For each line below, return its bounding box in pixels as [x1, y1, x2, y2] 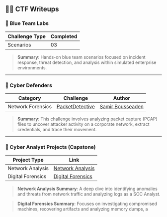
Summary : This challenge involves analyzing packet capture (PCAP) [17, 116, 158, 122]
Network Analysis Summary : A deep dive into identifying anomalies [17, 186, 158, 192]
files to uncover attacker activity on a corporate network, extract [17, 121, 150, 127]
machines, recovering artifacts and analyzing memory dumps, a [17, 206, 148, 212]
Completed [50, 33, 78, 40]
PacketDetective [56, 103, 95, 110]
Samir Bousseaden [99, 103, 144, 110]
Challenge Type [7, 33, 46, 40]
